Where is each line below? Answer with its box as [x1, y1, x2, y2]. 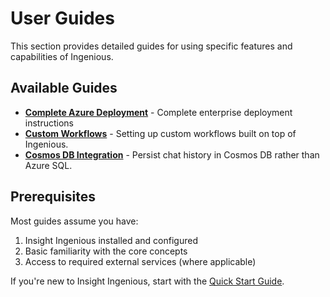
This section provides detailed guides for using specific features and [10, 40, 293, 52]
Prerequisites [10, 188, 96, 206]
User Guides [10, 7, 115, 30]
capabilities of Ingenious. [10, 50, 114, 62]
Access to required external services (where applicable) [24, 255, 257, 267]
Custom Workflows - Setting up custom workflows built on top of [24, 127, 297, 139]
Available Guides [10, 80, 118, 97]
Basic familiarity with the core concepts [24, 245, 188, 257]
